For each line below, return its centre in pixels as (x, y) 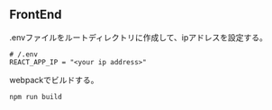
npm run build (36, 97)
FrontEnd (36, 15)
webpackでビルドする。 (54, 80)
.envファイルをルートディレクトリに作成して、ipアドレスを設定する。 (138, 37)
